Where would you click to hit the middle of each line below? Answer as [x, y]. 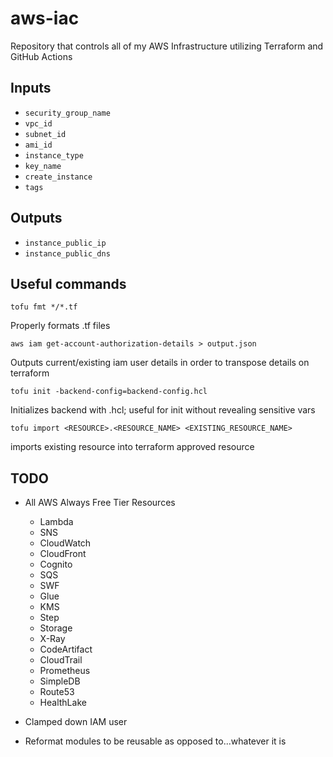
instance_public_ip [65, 243]
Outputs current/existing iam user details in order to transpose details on [160, 363]
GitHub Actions [41, 56]
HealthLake [63, 703]
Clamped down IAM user [76, 722]
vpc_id [38, 123]
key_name [43, 166]
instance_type [54, 155]
